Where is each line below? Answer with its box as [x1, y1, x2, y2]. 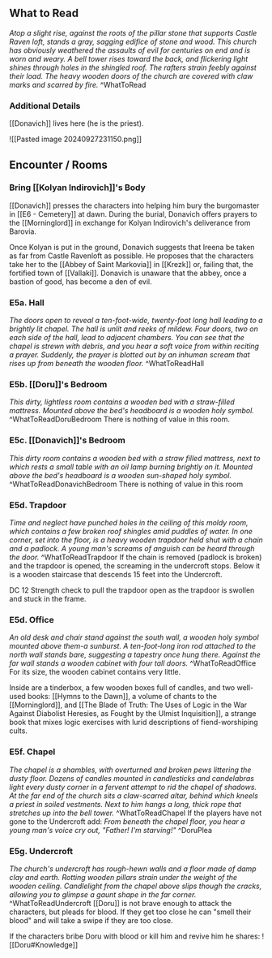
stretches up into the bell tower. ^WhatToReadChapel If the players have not [9, 808, 262, 818]
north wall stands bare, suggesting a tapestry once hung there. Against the [9, 649, 261, 660]
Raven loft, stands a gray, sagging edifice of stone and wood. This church [9, 37, 257, 46]
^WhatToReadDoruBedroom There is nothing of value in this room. [9, 414, 230, 425]
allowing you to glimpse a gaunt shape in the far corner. [9, 889, 197, 900]
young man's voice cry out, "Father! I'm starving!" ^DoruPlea [9, 825, 213, 835]
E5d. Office [9, 614, 55, 625]
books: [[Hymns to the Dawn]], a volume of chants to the [28, 692, 218, 701]
